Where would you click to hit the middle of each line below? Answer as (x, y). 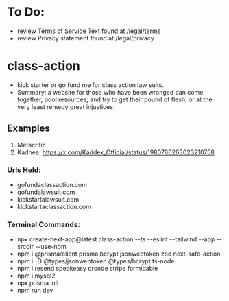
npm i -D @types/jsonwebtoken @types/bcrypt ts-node (96, 261)
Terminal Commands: (44, 224)
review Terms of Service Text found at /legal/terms (89, 31)
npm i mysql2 (36, 276)
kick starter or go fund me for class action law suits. (91, 85)
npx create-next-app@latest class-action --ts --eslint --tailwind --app (116, 239)
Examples (28, 129)
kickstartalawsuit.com (48, 199)
